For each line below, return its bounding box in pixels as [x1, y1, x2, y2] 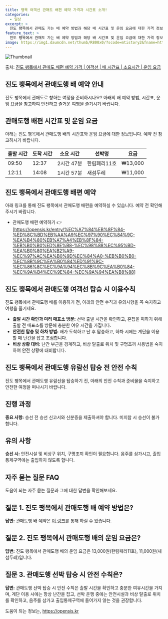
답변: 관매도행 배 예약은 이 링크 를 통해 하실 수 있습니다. [5, 518, 112, 524]
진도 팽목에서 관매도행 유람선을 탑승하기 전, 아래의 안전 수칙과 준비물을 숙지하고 [5, 377, 160, 383]
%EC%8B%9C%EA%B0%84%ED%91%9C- [12, 259, 104, 265]
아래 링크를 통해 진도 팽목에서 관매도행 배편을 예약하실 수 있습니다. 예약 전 [5, 202, 149, 209]
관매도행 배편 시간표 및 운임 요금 [5, 116, 98, 125]
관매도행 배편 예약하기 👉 [12, 219, 62, 226]
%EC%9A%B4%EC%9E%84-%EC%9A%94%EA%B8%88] [12, 269, 136, 275]
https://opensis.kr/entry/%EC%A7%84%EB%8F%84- [14, 227, 125, 233]
